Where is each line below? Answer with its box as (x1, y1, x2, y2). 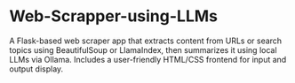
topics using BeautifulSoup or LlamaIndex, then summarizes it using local (9, 44, 277, 55)
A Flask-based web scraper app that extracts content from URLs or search (9, 35, 283, 46)
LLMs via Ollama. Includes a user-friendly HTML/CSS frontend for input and (9, 54, 287, 64)
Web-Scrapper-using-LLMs (9, 6, 218, 26)
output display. (9, 64, 64, 74)
